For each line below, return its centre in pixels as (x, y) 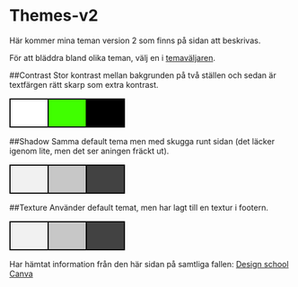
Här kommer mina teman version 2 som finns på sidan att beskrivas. (135, 40)
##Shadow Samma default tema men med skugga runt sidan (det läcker (142, 141)
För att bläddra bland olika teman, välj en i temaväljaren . (112, 57)
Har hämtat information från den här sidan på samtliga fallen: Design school (149, 264)
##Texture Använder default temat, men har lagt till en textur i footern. (139, 207)
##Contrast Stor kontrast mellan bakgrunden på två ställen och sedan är (143, 75)
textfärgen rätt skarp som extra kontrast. (84, 84)
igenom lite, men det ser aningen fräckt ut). (89, 151)
